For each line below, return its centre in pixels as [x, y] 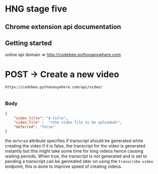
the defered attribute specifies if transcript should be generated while [74, 141]
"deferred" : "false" [34, 127]
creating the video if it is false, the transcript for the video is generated [75, 146]
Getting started [29, 43]
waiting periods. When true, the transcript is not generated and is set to [76, 156]
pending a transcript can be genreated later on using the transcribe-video [79, 161]
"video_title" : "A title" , [41, 118]
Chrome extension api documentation [63, 27]
